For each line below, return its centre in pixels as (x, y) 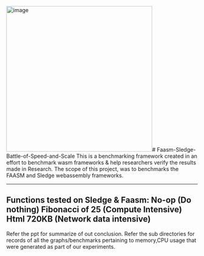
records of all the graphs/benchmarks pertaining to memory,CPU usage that (101, 240)
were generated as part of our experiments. (61, 246)
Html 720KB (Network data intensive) (79, 219)
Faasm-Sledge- (176, 150)
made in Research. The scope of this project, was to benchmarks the (93, 169)
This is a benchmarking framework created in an (137, 156)
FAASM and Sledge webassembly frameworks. (65, 175)
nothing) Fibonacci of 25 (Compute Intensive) (94, 210)
